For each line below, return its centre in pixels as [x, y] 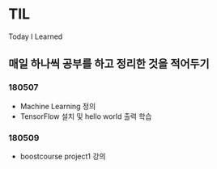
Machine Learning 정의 [58, 106]
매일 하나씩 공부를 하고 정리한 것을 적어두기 [109, 64]
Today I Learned [36, 36]
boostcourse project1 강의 [63, 156]
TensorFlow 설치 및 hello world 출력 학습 [86, 116]
